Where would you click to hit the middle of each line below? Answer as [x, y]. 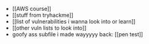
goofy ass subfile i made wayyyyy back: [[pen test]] [78, 34]
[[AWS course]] [32, 9]
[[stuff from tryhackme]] [43, 15]
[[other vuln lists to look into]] [49, 28]
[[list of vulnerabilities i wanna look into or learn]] [74, 21]
